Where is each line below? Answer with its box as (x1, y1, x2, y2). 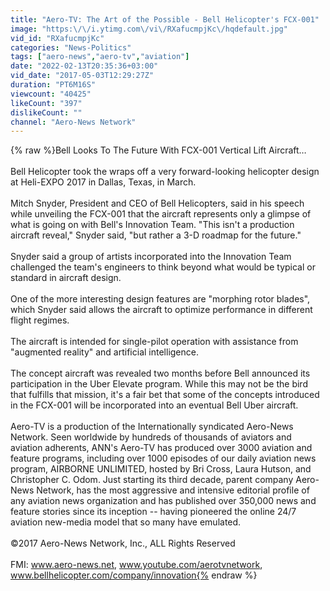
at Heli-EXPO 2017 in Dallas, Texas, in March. (10, 176, 197, 188)
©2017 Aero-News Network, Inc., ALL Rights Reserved (10, 537, 236, 550)
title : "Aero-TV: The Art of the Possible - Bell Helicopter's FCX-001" (10, 14, 320, 25)
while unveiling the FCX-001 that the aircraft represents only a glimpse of (10, 208, 312, 220)
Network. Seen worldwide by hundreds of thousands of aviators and (10, 431, 292, 443)
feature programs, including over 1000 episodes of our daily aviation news (10, 452, 317, 465)
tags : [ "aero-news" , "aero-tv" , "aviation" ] (10, 52, 190, 62)
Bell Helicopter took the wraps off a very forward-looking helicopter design (10, 166, 320, 178)
